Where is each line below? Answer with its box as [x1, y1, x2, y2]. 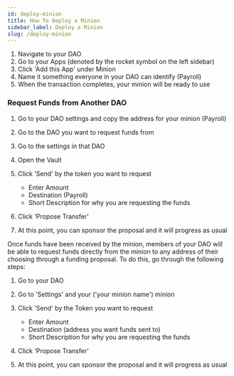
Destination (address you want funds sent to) [28, 325, 161, 333]
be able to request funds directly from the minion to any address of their [7, 247, 219, 256]
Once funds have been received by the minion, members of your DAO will [7, 239, 223, 248]
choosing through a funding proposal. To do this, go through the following [7, 254, 224, 263]
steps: [7, 262, 26, 271]
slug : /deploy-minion [7, 30, 72, 38]
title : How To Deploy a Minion [7, 17, 100, 24]
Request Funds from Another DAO [7, 98, 127, 108]
